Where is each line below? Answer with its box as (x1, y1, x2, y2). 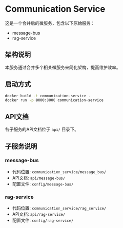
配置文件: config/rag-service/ (12, 217, 74, 223)
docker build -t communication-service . (5, 93, 91, 98)
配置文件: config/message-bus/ (12, 181, 74, 187)
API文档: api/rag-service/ (12, 211, 65, 217)
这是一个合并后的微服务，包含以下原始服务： (5, 20, 95, 26)
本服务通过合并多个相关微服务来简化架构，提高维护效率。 (5, 64, 121, 70)
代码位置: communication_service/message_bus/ (12, 168, 106, 174)
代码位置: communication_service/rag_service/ (12, 205, 106, 211)
